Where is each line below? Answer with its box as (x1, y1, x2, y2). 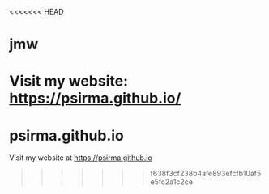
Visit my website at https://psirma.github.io (9, 153, 152, 162)
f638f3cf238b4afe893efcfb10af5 (150, 169, 262, 179)
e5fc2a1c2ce (150, 177, 194, 187)
